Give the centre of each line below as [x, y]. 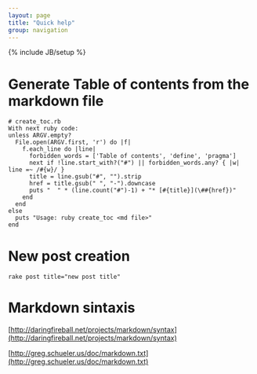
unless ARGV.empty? [40, 136]
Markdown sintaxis [72, 308]
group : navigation [38, 30]
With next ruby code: [43, 129]
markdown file [56, 101]
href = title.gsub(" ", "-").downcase [92, 184]
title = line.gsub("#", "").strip [85, 177]
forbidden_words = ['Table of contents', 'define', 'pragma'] [132, 156]
